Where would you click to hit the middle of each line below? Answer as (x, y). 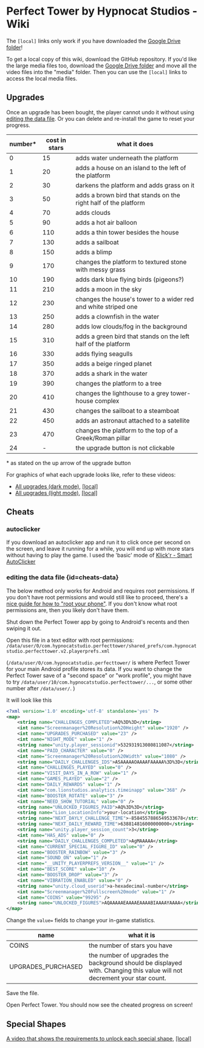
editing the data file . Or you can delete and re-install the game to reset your (100, 118)
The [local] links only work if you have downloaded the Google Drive (93, 41)
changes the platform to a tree (119, 383)
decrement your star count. (128, 978)
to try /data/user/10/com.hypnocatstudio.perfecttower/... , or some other (99, 682)
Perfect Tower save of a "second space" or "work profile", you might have (99, 675)
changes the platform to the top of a (127, 430)
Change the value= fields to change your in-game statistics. (81, 920)
